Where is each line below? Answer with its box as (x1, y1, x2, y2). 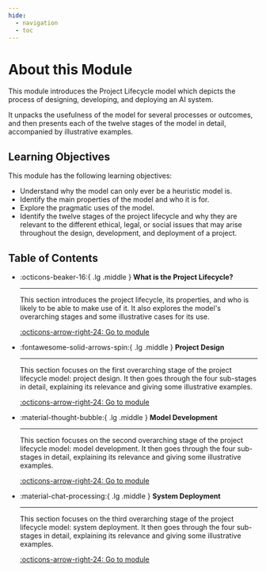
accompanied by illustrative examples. (8, 127, 133, 137)
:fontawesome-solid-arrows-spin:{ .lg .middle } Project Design (19, 342, 225, 352)
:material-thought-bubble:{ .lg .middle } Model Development (19, 412, 218, 422)
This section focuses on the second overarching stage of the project (19, 435, 244, 445)
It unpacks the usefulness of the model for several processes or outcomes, (8, 110, 253, 119)
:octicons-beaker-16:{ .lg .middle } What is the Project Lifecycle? (19, 272, 234, 282)
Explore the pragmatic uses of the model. (19, 203, 155, 213)
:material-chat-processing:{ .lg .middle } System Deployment (19, 491, 221, 501)
